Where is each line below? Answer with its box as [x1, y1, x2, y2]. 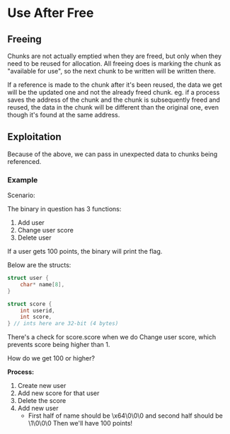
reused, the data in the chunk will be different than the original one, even [7, 103, 219, 111]
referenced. [7, 157, 42, 165]
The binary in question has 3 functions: [7, 205, 122, 213]
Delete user [17, 233, 52, 242]
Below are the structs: [7, 261, 71, 269]
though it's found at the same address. [7, 111, 120, 119]
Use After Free [7, 5, 94, 21]
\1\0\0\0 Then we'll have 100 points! [28, 419, 133, 428]
